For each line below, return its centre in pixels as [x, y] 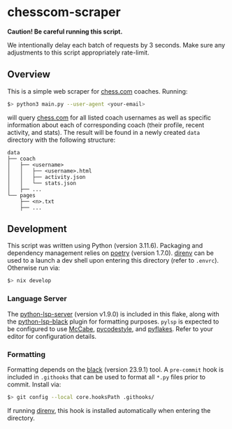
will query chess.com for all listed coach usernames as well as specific [109, 117]
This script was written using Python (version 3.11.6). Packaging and [105, 246]
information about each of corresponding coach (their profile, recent [106, 125]
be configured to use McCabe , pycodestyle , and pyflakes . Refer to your [110, 328]
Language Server [37, 299]
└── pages [22, 195]
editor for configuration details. [52, 336]
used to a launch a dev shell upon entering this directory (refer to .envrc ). [113, 261]
